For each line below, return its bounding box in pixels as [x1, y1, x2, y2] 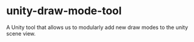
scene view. [6, 30, 36, 37]
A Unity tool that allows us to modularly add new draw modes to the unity [6, 24, 189, 31]
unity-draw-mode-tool [6, 4, 122, 18]
